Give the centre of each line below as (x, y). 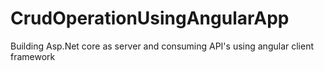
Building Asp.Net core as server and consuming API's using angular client (162, 46)
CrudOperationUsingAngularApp (150, 18)
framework (33, 56)
